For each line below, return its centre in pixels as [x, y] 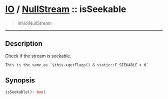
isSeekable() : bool [25, 92]
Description [24, 44]
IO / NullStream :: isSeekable [66, 9]
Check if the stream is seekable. [38, 56]
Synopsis [20, 81]
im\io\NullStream [34, 23]
